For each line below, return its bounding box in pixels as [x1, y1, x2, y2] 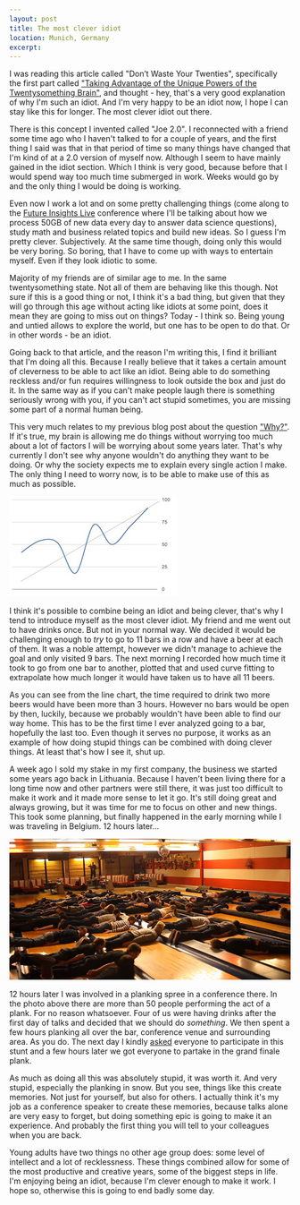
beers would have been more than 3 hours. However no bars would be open [9, 699, 290, 710]
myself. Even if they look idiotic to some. [9, 255, 158, 266]
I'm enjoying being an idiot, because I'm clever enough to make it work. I [9, 1175, 277, 1186]
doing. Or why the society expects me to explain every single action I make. [9, 459, 287, 470]
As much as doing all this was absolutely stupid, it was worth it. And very [9, 1073, 278, 1083]
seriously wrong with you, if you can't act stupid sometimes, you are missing [9, 395, 291, 406]
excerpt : [9, 43, 42, 52]
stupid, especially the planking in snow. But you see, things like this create [9, 1082, 282, 1093]
